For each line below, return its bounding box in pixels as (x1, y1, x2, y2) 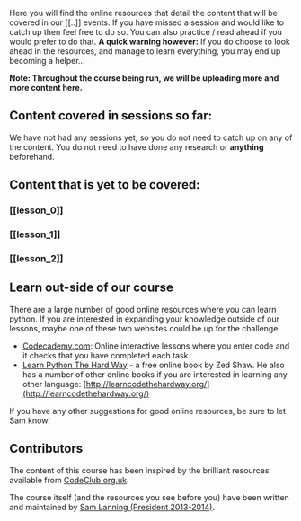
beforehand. (9, 151, 56, 162)
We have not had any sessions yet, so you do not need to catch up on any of (9, 132, 293, 143)
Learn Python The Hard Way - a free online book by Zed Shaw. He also (22, 359, 285, 370)
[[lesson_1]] (9, 228, 61, 241)
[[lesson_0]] (9, 204, 64, 216)
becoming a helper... (9, 56, 85, 66)
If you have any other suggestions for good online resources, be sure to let (9, 405, 286, 416)
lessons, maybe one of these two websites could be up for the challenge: (9, 322, 281, 333)
